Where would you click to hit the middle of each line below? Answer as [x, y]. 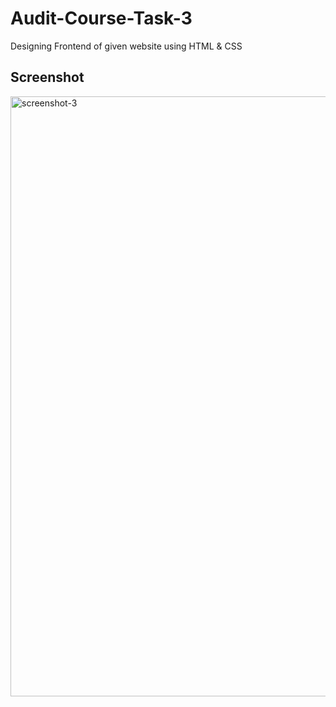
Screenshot [47, 77]
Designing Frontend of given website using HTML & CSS [126, 46]
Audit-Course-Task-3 [101, 18]
